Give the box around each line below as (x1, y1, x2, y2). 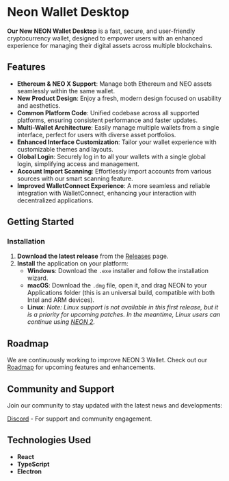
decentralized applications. (16, 196, 94, 204)
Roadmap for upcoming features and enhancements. (7, 363, 156, 371)
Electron (16, 467, 42, 476)
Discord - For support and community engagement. (7, 414, 152, 423)
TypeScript (16, 460, 50, 468)
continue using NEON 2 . (27, 318, 96, 326)
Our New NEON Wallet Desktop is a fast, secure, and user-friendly (7, 27, 196, 35)
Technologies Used (7, 434, 91, 446)
